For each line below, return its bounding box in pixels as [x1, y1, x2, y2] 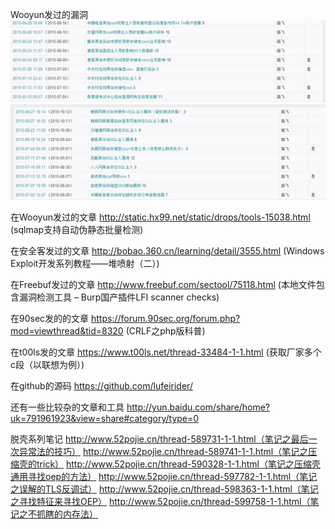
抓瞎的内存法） [36, 508, 98, 520]
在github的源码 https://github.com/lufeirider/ [10, 380, 193, 392]
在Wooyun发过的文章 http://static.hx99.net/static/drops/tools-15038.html [10, 211, 311, 223]
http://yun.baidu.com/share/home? [126, 401, 271, 413]
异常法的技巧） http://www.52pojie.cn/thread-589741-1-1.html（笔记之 [18, 446, 309, 458]
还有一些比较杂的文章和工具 [10, 401, 125, 413]
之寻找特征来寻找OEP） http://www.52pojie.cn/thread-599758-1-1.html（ [10, 496, 311, 508]
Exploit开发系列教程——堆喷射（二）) [10, 258, 160, 270]
